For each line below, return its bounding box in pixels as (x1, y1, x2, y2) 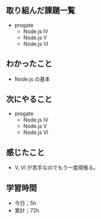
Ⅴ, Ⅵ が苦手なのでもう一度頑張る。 (14, 164, 99, 171)
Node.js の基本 (14, 75, 51, 82)
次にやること (6, 95, 53, 105)
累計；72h (14, 207, 40, 214)
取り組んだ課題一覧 (6, 5, 75, 16)
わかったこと (6, 59, 53, 69)
